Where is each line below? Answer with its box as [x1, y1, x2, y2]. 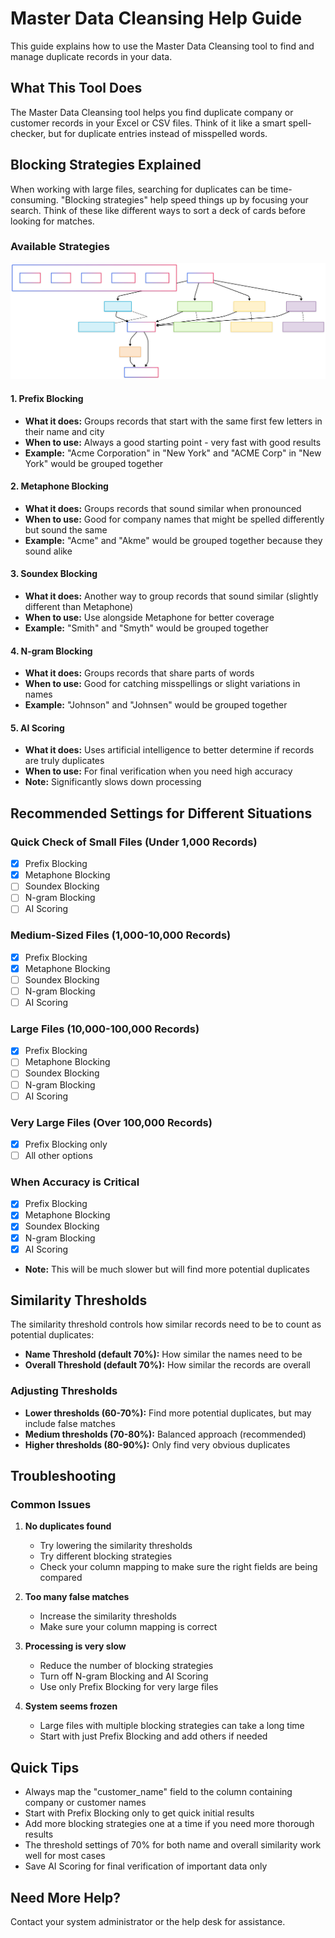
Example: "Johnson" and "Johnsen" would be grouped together [24, 699, 288, 711]
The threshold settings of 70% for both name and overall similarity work [24, 1839, 322, 1851]
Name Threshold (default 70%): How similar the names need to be [24, 1348, 303, 1361]
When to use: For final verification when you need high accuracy [24, 765, 293, 777]
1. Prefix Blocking [10, 393, 84, 404]
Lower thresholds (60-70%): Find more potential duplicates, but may [24, 1407, 312, 1419]
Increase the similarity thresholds [39, 1610, 177, 1622]
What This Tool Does [10, 80, 143, 97]
